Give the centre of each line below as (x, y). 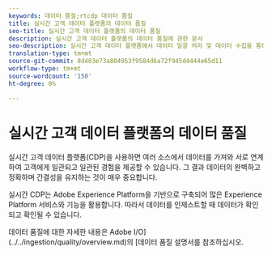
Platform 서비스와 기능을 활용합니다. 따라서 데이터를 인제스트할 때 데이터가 (126, 205)
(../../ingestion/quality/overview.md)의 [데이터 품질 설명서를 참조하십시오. (126, 242)
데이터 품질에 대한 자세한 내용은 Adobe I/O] (77, 232)
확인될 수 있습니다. (53, 215)
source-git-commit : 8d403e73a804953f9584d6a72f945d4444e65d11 (115, 62)
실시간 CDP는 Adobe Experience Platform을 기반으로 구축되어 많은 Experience (136, 194)
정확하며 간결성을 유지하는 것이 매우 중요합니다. (83, 177)
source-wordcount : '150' (50, 76)
